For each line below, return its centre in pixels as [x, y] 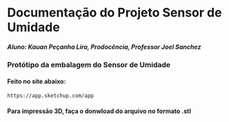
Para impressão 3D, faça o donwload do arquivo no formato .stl [99, 111]
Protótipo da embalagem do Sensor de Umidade [89, 65]
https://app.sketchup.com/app [51, 96]
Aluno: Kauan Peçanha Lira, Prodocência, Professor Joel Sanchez [104, 47]
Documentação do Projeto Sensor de [114, 13]
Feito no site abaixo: [37, 81]
